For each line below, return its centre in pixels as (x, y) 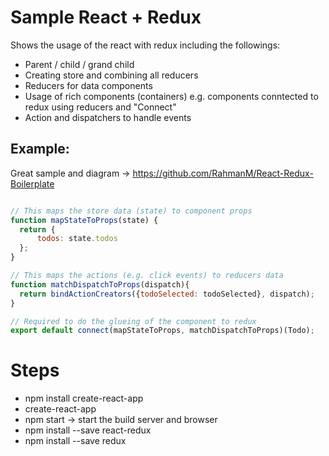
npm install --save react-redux (88, 430)
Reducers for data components (88, 85)
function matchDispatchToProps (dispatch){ (100, 284)
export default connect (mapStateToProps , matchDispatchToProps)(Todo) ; (162, 331)
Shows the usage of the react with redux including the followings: (145, 45)
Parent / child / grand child (79, 64)
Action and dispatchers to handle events (108, 117)
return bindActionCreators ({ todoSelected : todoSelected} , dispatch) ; (167, 294)
